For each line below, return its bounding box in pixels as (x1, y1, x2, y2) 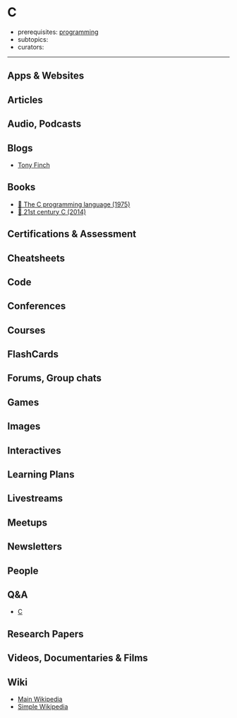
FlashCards (7, 348, 59, 361)
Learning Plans (7, 468, 75, 481)
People (7, 564, 39, 577)
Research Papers (7, 627, 84, 640)
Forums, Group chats (7, 372, 102, 384)
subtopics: (17, 35, 49, 43)
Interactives (7, 444, 61, 456)
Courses (7, 324, 46, 336)
